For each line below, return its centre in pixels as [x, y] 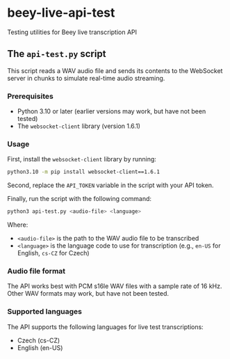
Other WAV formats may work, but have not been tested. [88, 294]
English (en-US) [40, 348]
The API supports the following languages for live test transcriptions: [105, 327]
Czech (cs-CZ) [39, 340]
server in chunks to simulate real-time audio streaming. [86, 78]
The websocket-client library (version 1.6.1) [79, 126]
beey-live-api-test [61, 13]
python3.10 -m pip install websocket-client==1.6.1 [83, 172]
